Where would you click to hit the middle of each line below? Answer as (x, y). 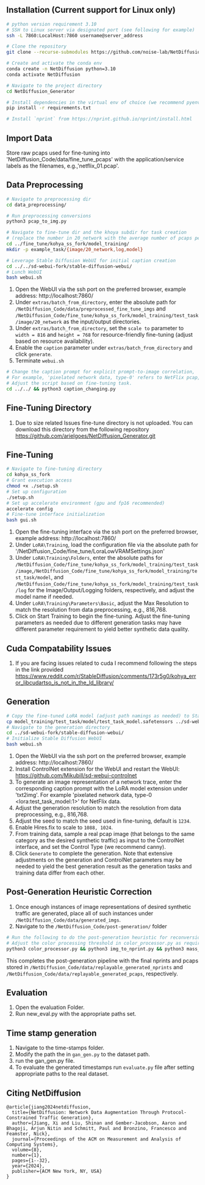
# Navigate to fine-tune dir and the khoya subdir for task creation (97, 233)
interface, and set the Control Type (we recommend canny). (90, 847)
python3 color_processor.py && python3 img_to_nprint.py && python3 (95, 949)
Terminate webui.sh (40, 361)
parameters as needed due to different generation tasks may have (98, 623)
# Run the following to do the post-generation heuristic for (87, 937)
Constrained (21, 1118)
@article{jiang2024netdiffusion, (49, 1107)
